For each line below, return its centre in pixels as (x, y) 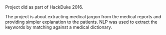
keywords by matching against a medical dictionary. (59, 27)
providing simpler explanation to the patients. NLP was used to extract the (81, 22)
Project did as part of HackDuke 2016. (44, 7)
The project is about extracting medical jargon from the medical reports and (83, 17)
